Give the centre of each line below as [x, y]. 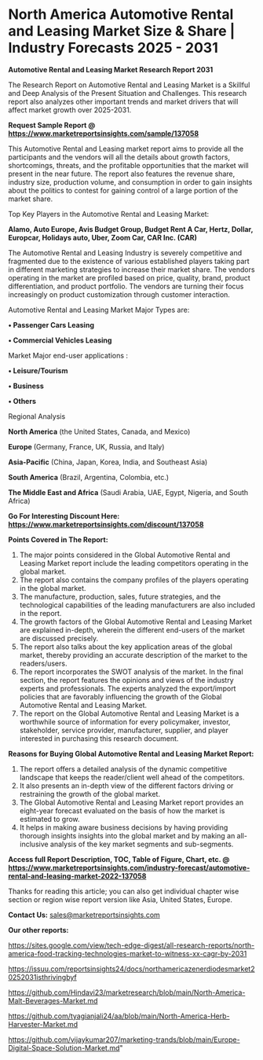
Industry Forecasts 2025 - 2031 [113, 48]
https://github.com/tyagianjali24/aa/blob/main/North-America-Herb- [119, 1016]
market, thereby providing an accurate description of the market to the [133, 655]
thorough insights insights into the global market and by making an [127, 835]
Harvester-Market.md [43, 1024]
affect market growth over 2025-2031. [70, 110]
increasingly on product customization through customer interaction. [119, 294]
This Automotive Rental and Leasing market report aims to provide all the [126, 149]
